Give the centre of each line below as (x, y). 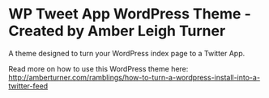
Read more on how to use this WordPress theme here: (98, 68)
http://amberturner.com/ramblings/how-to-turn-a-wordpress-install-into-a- (134, 77)
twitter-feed (28, 86)
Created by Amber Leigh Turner (117, 31)
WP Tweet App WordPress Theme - (130, 14)
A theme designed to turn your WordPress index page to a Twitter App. (127, 53)
